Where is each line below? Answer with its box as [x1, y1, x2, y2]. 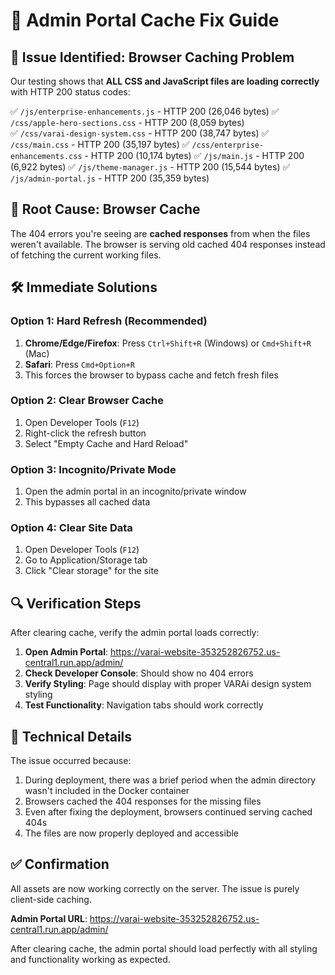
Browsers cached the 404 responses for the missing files [24, 795, 262, 808]
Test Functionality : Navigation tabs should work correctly [24, 699, 264, 711]
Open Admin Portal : [24, 646, 109, 658]
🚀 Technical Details [10, 728, 133, 745]
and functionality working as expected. [10, 953, 171, 965]
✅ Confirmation [10, 856, 110, 873]
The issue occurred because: [10, 755, 132, 767]
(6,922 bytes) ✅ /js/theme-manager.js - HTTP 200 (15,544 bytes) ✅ [10, 161, 291, 173]
